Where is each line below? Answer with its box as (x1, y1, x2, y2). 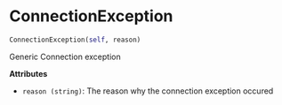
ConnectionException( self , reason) (9, 35, 141, 44)
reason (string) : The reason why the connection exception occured (21, 86, 274, 96)
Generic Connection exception (9, 51, 122, 62)
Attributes (9, 68, 48, 79)
